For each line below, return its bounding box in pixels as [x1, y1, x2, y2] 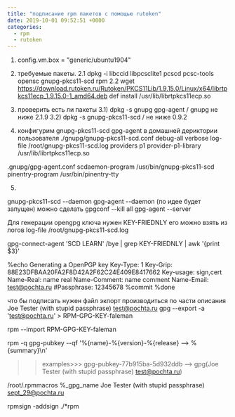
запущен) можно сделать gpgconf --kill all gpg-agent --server [7, 205, 192, 213]
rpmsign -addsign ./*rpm [7, 402, 79, 411]
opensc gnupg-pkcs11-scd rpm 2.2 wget [17, 77, 135, 85]
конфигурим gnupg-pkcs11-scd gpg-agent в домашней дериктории [17, 127, 217, 135]
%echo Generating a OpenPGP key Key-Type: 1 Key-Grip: [7, 261, 173, 269]
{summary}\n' [7, 346, 48, 355]
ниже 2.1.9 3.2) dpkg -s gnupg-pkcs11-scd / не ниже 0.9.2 [17, 113, 187, 122]
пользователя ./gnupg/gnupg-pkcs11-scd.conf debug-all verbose [17, 134, 209, 143]
